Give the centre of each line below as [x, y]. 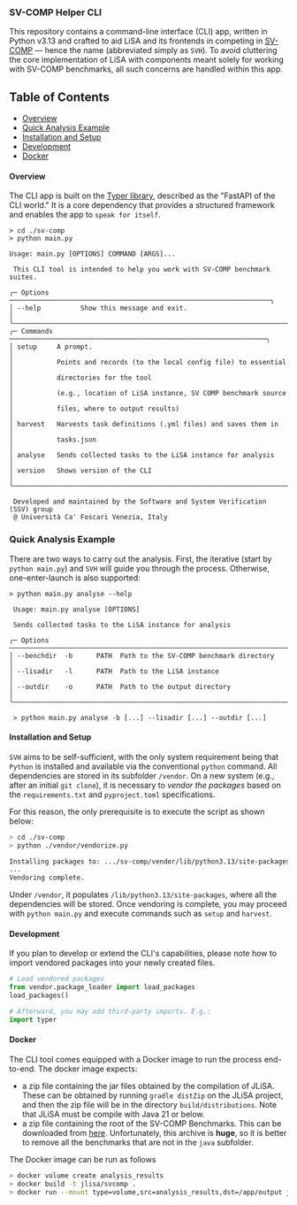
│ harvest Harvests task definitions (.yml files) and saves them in [144, 425]
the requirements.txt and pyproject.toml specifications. [112, 794]
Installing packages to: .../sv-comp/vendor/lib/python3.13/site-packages [150, 861]
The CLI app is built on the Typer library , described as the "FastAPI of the [142, 196]
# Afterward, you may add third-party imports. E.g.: [110, 1012]
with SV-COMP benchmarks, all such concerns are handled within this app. [146, 69]
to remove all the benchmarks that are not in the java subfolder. [137, 1142]
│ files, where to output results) [94, 409]
